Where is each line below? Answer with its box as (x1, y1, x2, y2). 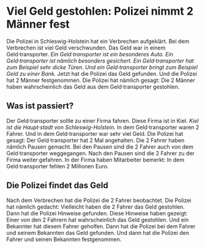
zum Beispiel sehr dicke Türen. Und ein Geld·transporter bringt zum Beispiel (6, 63, 198, 71)
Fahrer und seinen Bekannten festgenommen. (6, 236, 122, 243)
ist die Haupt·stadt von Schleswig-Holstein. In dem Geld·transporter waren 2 (6, 124, 199, 131)
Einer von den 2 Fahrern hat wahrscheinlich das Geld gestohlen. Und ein (6, 216, 189, 223)
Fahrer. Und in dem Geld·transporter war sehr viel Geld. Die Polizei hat (6, 130, 184, 137)
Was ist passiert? (6, 101, 74, 111)
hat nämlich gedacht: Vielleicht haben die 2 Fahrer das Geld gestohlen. (6, 203, 185, 210)
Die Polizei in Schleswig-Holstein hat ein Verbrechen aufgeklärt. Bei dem (6, 37, 190, 45)
